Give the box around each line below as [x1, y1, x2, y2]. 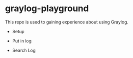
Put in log [12, 38, 32, 44]
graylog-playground [5, 3, 89, 14]
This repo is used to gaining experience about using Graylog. [5, 19, 129, 25]
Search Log [12, 47, 36, 53]
